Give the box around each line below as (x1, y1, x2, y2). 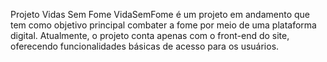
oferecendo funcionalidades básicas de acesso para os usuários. (10, 40, 280, 52)
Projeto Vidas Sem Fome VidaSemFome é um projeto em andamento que (10, 9, 311, 20)
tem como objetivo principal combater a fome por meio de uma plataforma (10, 19, 317, 31)
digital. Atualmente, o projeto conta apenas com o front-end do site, (10, 30, 290, 41)
